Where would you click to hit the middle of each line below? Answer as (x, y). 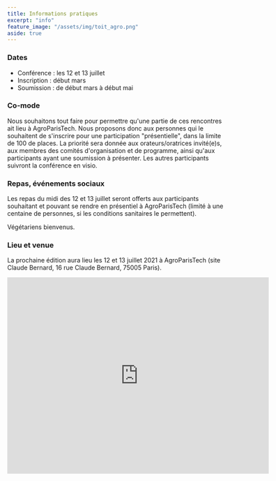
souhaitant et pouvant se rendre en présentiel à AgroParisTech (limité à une (115, 206)
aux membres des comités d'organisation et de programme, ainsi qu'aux (111, 150)
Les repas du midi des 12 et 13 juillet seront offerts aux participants (103, 199)
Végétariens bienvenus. (41, 227)
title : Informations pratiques (53, 14)
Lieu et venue (31, 245)
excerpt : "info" (31, 20)
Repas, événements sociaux (56, 184)
